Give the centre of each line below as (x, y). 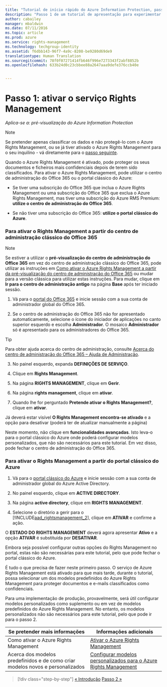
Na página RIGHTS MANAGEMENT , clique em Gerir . (66, 383)
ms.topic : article (24, 33)
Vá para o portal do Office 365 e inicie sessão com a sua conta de (80, 299)
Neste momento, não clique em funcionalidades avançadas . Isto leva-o (79, 432)
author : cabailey (23, 19)
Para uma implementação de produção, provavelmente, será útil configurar (82, 598)
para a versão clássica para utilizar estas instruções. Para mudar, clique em (83, 279)
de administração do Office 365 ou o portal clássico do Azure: (69, 178)
